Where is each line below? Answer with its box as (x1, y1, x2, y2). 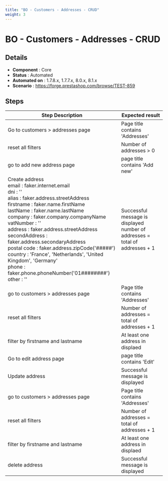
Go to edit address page (7, 355, 64, 362)
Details (5, 53, 27, 62)
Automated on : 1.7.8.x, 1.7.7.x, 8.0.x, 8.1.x (12, 77, 97, 83)
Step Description (41, 112, 82, 119)
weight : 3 (5, 12, 26, 17)
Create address (7, 176, 44, 183)
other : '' (7, 276, 27, 283)
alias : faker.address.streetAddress (7, 194, 89, 201)
